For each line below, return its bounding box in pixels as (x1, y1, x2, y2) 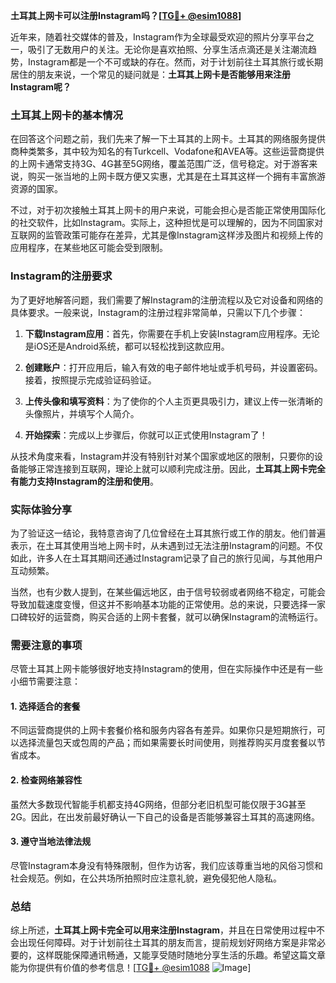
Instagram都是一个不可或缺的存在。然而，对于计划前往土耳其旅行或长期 (27, 56, 323, 68)
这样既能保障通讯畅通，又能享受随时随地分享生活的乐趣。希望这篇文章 (36, 949, 326, 961)
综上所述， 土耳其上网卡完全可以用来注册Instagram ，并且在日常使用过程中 (10, 924, 317, 936)
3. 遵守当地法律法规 (10, 835, 92, 848)
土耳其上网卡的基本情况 (10, 108, 123, 122)
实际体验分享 (10, 502, 73, 516)
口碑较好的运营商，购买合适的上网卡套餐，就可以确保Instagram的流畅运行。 (10, 610, 323, 623)
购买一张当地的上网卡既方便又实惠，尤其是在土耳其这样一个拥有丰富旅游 (27, 170, 326, 183)
